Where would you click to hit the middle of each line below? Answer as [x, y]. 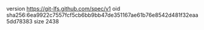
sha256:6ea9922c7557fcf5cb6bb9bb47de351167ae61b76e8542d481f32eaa [102, 15]
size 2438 [46, 21]
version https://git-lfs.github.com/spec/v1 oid [63, 9]
